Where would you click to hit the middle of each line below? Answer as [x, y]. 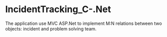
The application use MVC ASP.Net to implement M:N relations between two [83, 23]
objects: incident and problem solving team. [51, 28]
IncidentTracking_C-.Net [58, 9]
